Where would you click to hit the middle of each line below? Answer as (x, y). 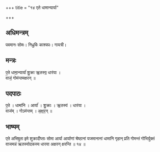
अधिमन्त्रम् (17, 33)
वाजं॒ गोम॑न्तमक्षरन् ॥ (21, 78)
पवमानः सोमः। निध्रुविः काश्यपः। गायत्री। (36, 45)
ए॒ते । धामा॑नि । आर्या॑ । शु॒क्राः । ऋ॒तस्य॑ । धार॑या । (46, 105)
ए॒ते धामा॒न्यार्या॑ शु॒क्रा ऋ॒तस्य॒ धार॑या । (33, 72)
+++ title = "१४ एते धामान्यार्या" (32, 8)
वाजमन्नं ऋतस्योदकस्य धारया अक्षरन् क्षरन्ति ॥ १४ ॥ (45, 144)
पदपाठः (13, 94)
